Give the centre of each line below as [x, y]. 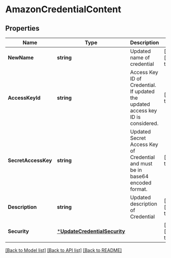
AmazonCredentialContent [63, 9]
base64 [139, 176]
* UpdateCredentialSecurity [91, 231]
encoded [141, 183]
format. [139, 189]
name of [140, 57]
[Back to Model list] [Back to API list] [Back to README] [64, 250]
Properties [22, 28]
